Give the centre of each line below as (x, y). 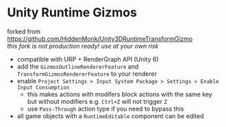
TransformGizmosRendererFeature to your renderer (87, 74)
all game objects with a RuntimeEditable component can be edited (110, 116)
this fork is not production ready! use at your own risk (83, 46)
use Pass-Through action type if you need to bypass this (105, 109)
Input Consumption (43, 87)
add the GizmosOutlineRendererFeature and (78, 66)
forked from (24, 31)
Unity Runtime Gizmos (72, 13)
